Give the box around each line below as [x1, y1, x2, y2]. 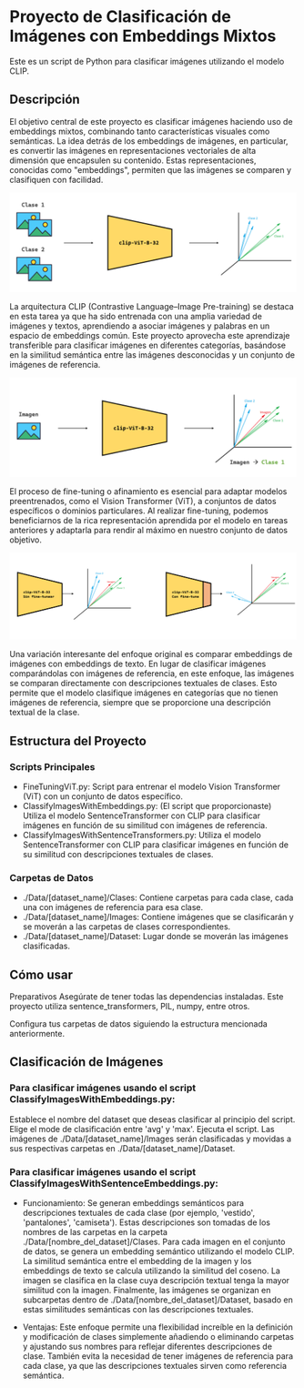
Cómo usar [9, 967, 74, 982]
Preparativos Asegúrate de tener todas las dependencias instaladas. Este [9, 991, 284, 1002]
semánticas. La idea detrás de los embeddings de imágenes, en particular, [9, 135, 289, 147]
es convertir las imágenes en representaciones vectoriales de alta [9, 145, 257, 156]
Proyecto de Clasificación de [9, 6, 232, 27]
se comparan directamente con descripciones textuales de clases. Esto [9, 678, 278, 689]
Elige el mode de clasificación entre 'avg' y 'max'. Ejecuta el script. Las [9, 1123, 275, 1134]
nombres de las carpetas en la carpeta [22, 1227, 168, 1238]
